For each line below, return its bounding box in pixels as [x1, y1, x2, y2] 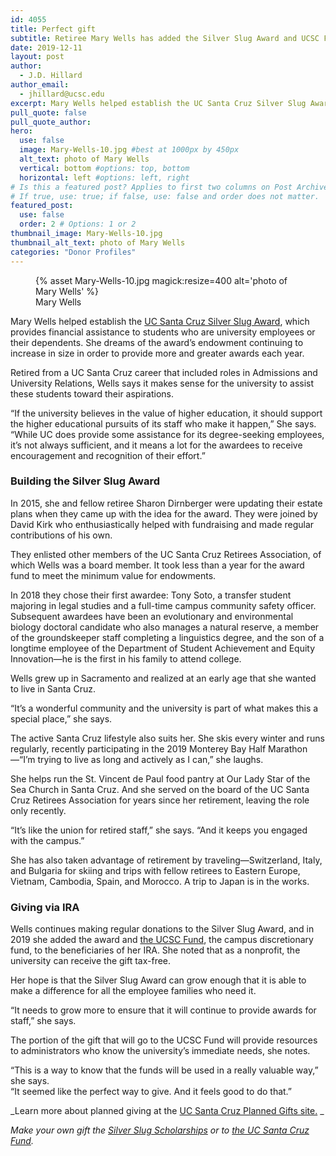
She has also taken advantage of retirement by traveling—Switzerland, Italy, [10, 854, 323, 866]
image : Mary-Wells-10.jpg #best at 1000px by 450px [19, 145, 240, 155]
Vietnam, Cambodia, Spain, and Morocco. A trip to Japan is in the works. [10, 875, 310, 887]
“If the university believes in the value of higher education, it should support [10, 407, 323, 419]
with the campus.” [10, 834, 85, 846]
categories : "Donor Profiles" [10, 247, 137, 257]
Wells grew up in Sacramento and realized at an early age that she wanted [10, 672, 317, 684]
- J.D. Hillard [19, 71, 83, 81]
